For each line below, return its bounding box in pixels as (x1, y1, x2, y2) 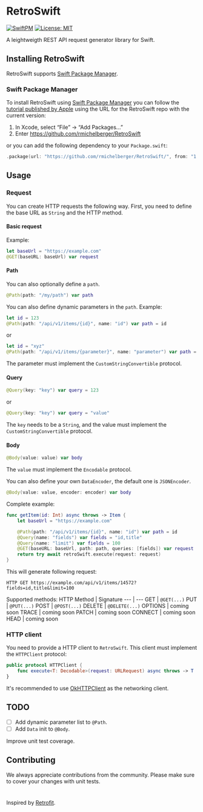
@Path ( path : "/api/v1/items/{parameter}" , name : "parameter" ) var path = (6, 349, 197, 355)
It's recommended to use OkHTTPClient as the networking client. (6, 684, 169, 692)
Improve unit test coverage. (6, 737, 75, 745)
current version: (6, 112, 47, 119)
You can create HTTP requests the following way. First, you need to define (6, 202, 192, 210)
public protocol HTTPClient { (6, 662, 83, 669)
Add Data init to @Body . (15, 725, 70, 732)
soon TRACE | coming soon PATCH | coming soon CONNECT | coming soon (6, 609, 196, 616)
